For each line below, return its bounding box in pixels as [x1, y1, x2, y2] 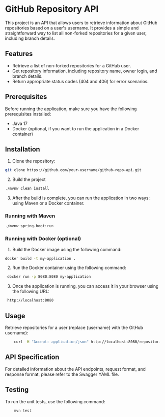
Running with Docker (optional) [5, 235, 81, 242]
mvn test [14, 408, 32, 413]
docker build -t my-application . [5, 256, 76, 261]
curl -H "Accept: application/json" [14, 339, 89, 345]
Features [5, 50, 33, 58]
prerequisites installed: [5, 111, 52, 117]
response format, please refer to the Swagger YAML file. [5, 371, 119, 377]
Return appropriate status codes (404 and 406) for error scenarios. [12, 78, 149, 84]
